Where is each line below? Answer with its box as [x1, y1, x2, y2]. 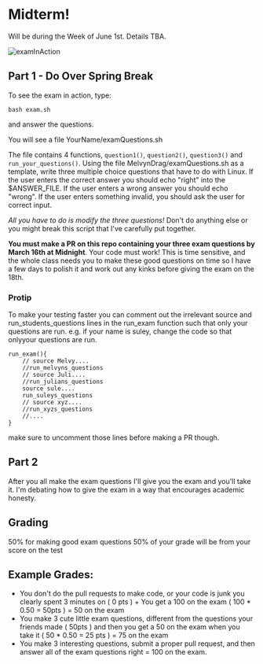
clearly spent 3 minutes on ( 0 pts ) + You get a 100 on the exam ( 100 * [19, 597, 251, 607]
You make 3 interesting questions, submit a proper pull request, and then [19, 639, 255, 648]
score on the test [8, 545, 64, 555]
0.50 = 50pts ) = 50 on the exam [19, 606, 125, 615]
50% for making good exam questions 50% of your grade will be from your [8, 537, 251, 546]
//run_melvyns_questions [22, 364, 104, 372]
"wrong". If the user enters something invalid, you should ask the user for [8, 191, 245, 201]
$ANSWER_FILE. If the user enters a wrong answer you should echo [8, 183, 228, 193]
